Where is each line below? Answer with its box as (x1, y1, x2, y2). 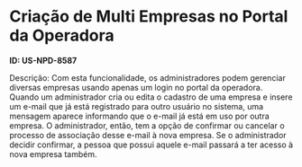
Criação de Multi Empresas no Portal (9, 6, 288, 27)
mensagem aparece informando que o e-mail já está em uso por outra (9, 110, 270, 121)
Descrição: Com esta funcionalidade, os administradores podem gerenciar (9, 72, 286, 83)
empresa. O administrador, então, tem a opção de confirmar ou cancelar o (9, 119, 286, 131)
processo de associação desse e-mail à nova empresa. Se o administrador (9, 129, 287, 140)
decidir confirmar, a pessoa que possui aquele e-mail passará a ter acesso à (9, 139, 294, 150)
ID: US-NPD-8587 (9, 55, 78, 66)
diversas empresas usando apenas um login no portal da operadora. (9, 82, 263, 92)
